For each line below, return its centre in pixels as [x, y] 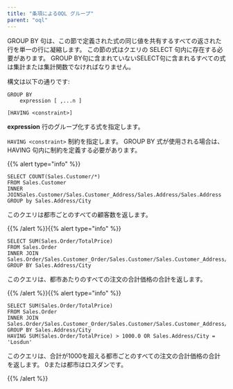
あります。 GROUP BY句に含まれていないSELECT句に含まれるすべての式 [122, 58]
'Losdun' [20, 342]
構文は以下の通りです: [39, 81]
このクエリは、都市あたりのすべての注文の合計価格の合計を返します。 [107, 279]
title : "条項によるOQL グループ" [51, 14]
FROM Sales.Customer [37, 182]
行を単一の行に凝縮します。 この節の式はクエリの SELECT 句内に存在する [112, 49]
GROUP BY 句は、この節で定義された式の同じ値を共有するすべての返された [114, 41]
